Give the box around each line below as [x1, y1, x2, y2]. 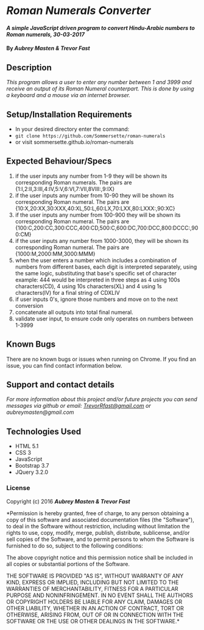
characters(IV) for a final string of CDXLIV [15, 289, 120, 296]
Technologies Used [6, 426, 81, 436]
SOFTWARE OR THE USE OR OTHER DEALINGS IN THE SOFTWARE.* [6, 617, 180, 625]
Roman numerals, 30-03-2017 [6, 31, 85, 38]
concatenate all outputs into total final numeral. [15, 308, 133, 316]
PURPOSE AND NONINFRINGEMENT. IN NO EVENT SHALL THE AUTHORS [6, 592, 194, 599]
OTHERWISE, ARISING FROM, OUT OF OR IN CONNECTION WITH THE [6, 611, 184, 618]
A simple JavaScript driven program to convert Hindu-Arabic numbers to [6, 24, 195, 31]
